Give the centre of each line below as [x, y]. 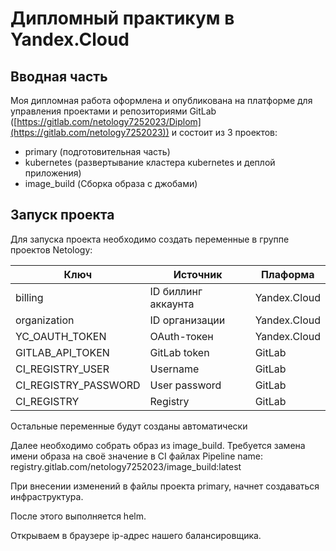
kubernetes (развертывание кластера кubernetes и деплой [150, 162]
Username [174, 369]
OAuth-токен [181, 336]
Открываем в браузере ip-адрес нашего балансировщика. [136, 535]
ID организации [187, 320]
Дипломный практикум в [122, 18]
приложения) [53, 173]
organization [45, 320]
